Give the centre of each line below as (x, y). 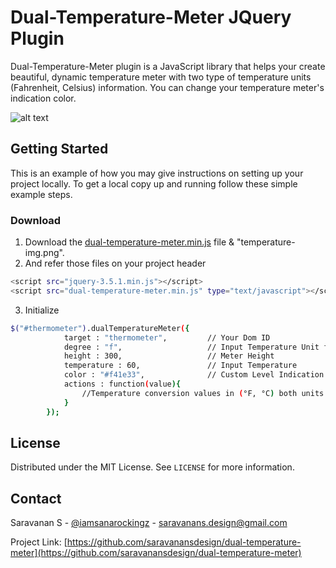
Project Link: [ (39, 542)
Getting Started (59, 149)
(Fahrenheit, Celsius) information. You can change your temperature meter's (167, 87)
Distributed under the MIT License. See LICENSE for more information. (152, 467)
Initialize (42, 310)
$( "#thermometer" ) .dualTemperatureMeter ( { (100, 328)
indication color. (43, 98)
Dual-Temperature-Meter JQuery (151, 17)
